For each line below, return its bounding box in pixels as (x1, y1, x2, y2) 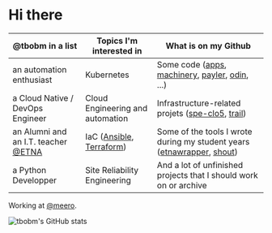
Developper (12, 175, 57, 186)
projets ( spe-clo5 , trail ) (156, 107, 247, 119)
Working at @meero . (8, 201, 77, 210)
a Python (12, 164, 47, 175)
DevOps (12, 102, 44, 114)
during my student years (156, 136, 250, 147)
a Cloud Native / (12, 92, 74, 103)
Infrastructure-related (156, 97, 241, 109)
